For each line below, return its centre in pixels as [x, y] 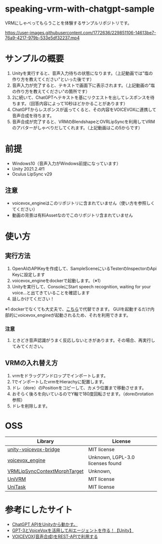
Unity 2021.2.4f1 [28, 169]
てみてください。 [29, 346]
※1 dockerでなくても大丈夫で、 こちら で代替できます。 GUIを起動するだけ [78, 309]
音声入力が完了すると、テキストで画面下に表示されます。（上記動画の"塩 [83, 85]
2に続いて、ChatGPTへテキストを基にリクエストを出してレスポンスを [81, 97]
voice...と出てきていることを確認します [51, 293]
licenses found [105, 463]
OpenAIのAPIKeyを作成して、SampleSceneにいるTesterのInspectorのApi [84, 268]
